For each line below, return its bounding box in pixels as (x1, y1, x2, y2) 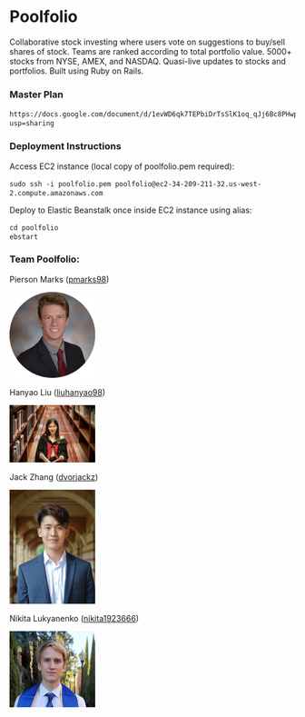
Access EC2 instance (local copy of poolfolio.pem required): (9, 161, 235, 172)
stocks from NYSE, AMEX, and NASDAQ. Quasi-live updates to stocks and (9, 55, 286, 66)
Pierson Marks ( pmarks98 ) (9, 274, 110, 284)
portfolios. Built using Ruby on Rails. (9, 65, 144, 76)
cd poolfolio (9, 223, 59, 233)
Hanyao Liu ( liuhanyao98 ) (9, 386, 106, 397)
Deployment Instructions (9, 140, 122, 153)
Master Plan (9, 88, 64, 101)
